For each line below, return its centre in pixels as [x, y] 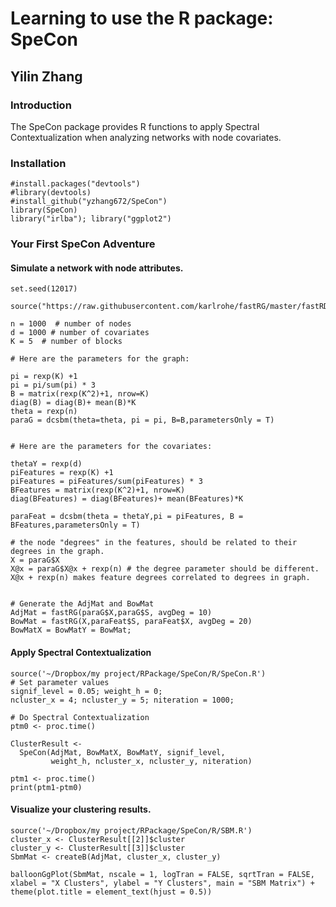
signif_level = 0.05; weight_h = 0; [86, 691]
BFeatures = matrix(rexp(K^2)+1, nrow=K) [98, 490]
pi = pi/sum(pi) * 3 [53, 385]
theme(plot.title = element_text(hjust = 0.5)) [111, 892]
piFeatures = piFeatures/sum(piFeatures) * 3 [106, 482]
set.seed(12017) [44, 289]
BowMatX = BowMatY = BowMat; [71, 630]
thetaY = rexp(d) [46, 464]
